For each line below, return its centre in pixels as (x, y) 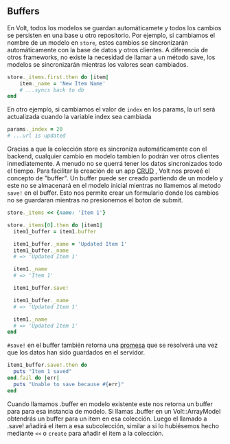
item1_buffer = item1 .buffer (55, 231)
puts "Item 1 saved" (43, 372)
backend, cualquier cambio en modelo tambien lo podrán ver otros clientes (113, 156)
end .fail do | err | (33, 378)
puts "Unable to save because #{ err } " (69, 384)
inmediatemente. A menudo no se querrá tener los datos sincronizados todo (115, 164)
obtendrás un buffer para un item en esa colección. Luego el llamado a (107, 419)
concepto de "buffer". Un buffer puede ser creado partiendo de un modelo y (115, 178)
